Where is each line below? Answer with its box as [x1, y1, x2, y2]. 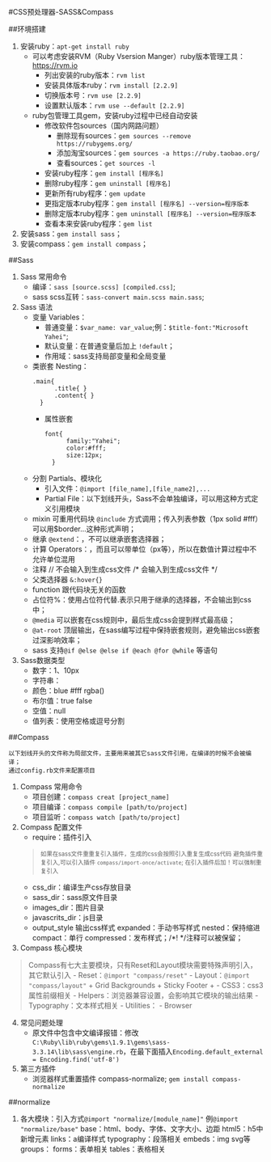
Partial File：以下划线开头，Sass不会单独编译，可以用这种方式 [44, 494, 252, 503]
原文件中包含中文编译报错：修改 [32, 1028, 139, 1037]
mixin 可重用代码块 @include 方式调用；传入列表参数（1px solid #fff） [32, 514, 263, 523]
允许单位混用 [32, 555, 75, 564]
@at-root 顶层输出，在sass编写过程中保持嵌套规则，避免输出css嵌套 [32, 625, 260, 635]
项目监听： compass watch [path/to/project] [32, 812, 180, 822]
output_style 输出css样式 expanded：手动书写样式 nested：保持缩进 [32, 923, 260, 932]
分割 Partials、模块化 [32, 474, 103, 483]
